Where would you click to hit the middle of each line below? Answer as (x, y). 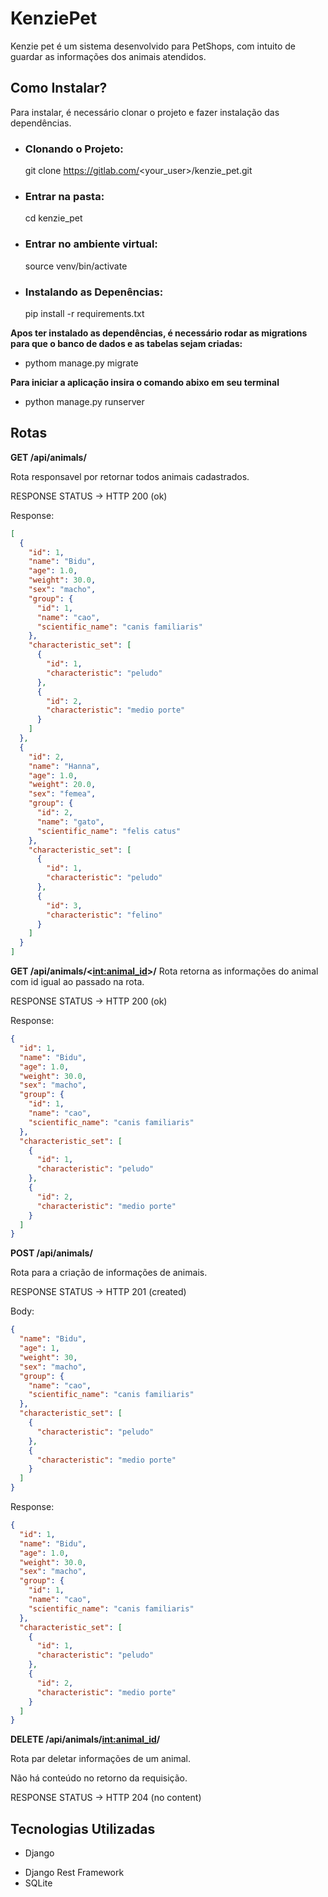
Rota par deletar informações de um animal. (100, 1759)
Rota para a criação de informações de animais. (109, 1273)
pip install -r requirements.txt (84, 313)
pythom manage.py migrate (81, 363)
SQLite (38, 1883)
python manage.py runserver (84, 401)
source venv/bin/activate (76, 266)
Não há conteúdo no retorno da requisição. (99, 1778)
